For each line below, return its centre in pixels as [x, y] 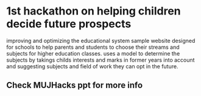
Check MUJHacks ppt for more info [75, 85]
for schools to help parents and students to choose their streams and [93, 47]
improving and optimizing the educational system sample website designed [101, 40]
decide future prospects [69, 24]
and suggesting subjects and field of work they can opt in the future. [92, 66]
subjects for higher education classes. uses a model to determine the [93, 53]
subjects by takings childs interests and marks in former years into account [100, 60]
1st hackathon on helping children [93, 11]
